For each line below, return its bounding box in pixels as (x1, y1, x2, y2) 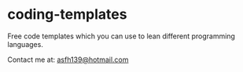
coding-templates (7, 5, 127, 23)
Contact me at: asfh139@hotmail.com (7, 55, 129, 64)
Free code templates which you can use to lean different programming (7, 31, 235, 41)
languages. (7, 39, 44, 49)
